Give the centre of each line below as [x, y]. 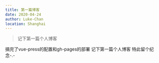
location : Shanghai [25, 24]
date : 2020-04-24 [23, 14]
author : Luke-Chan [24, 19]
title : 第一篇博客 [22, 10]
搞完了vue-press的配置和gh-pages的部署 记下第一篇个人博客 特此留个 [77, 49]
